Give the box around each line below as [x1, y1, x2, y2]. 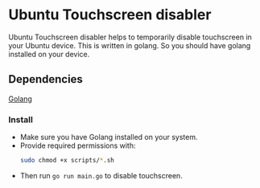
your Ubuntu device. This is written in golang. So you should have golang [8, 40, 251, 50]
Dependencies [8, 72, 83, 86]
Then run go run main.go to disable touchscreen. [19, 170, 183, 180]
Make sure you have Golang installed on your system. [19, 133, 198, 142]
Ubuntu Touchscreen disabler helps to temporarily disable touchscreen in [8, 32, 252, 42]
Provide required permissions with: [19, 141, 136, 150]
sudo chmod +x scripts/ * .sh [19, 157, 114, 165]
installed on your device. [8, 49, 90, 59]
